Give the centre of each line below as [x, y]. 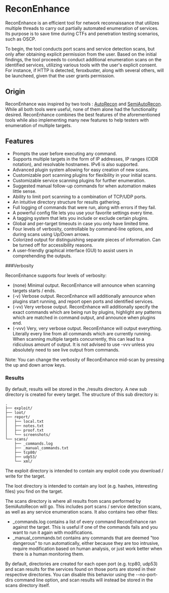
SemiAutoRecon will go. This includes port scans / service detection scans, [83, 506]
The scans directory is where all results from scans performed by [73, 501]
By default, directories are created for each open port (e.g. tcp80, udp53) [81, 564]
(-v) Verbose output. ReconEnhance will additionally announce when [84, 296]
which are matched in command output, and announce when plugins [84, 318]
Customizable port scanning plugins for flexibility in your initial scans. [85, 175]
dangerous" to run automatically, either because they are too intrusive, [86, 543]
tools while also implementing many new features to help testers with [77, 120]
